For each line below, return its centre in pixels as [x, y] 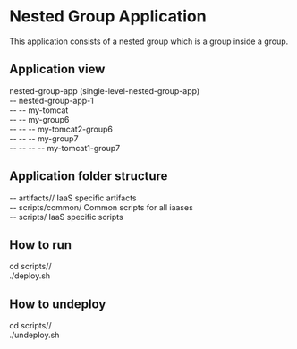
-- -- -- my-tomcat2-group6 [61, 129]
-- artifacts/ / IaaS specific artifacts [73, 198]
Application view [57, 69]
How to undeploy [58, 304]
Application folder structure [89, 176]
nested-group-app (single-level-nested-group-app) [104, 90]
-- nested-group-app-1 [51, 100]
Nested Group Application [108, 17]
